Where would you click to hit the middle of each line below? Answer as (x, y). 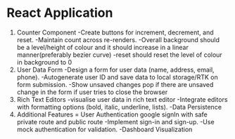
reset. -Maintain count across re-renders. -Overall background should (118, 39)
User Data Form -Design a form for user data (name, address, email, (116, 69)
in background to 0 (44, 62)
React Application (60, 13)
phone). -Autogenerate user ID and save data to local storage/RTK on (118, 77)
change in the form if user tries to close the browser (92, 92)
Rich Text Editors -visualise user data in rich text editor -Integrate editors (122, 99)
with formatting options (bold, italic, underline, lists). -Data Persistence (119, 107)
